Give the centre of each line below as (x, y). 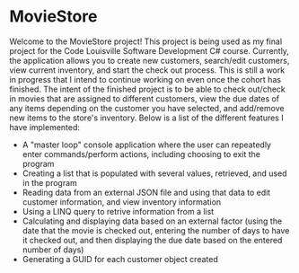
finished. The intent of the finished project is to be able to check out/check (147, 89)
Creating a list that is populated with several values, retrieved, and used (154, 173)
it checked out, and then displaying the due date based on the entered (152, 240)
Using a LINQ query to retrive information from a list (118, 211)
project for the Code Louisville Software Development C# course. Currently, (149, 50)
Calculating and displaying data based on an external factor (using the (152, 221)
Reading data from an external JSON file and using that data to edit (146, 192)
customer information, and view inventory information (122, 202)
